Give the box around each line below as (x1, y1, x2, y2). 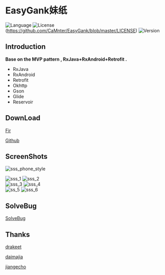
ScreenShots (5, 152, 48, 161)
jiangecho (5, 264, 27, 270)
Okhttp (12, 82, 28, 88)
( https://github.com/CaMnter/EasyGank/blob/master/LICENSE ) (5, 27, 137, 33)
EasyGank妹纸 (5, 5, 68, 16)
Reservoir (12, 99, 33, 105)
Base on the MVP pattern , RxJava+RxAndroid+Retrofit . (5, 56, 127, 62)
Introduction (5, 42, 46, 51)
